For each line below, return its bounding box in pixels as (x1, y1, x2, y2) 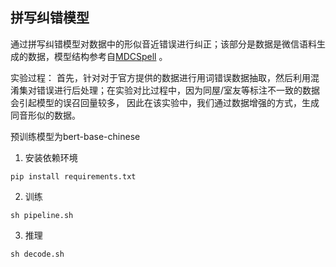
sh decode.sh (10, 249, 65, 259)
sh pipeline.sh (10, 210, 74, 220)
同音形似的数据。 (10, 109, 81, 121)
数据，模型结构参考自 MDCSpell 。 (27, 50, 168, 62)
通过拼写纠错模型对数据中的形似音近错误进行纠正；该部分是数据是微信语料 (10, 38, 317, 50)
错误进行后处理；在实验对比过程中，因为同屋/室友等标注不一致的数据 (36, 84, 321, 96)
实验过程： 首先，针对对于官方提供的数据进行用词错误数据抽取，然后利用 (10, 71, 311, 83)
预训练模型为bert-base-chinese (10, 130, 141, 142)
